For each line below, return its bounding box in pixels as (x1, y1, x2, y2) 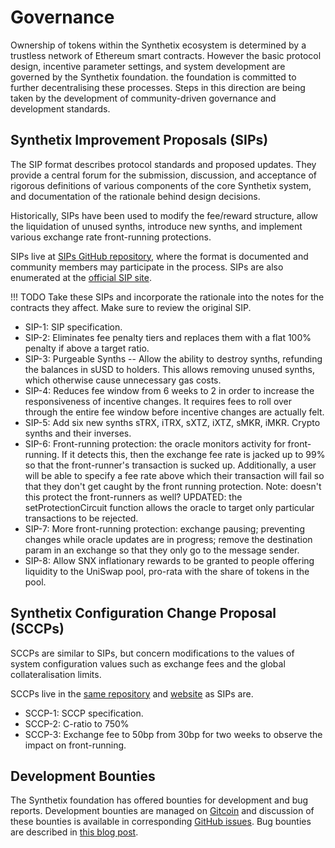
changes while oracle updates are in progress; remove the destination (24, 533, 313, 545)
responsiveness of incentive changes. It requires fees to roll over (24, 395, 293, 407)
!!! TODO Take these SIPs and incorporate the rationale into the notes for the (10, 291, 325, 303)
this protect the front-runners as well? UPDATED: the (24, 491, 243, 503)
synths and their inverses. (24, 427, 132, 439)
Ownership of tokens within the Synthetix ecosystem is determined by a (10, 39, 307, 51)
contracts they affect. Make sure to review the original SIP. (10, 301, 252, 313)
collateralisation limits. (10, 668, 102, 680)
